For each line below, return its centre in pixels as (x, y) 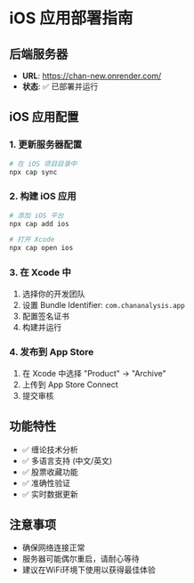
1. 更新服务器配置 (46, 145)
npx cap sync (33, 172)
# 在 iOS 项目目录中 (43, 164)
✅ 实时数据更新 (50, 494)
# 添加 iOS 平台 (36, 215)
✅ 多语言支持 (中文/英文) (67, 460)
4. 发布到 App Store (52, 352)
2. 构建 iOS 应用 (43, 197)
